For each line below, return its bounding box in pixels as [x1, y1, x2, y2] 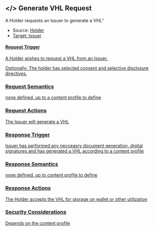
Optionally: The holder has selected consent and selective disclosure [5, 65, 149, 71]
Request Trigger [5, 44, 40, 50]
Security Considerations [5, 209, 67, 216]
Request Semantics [5, 83, 54, 90]
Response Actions [5, 185, 52, 192]
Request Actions [5, 107, 47, 114]
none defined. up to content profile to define [5, 172, 97, 178]
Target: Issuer [12, 32, 42, 38]
